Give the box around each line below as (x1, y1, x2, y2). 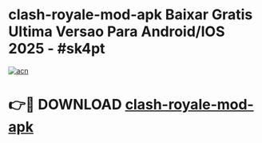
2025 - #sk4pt (8, 40, 105, 58)
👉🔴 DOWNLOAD (8, 96, 122, 113)
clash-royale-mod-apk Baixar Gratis (8, 6, 253, 24)
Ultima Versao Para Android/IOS (8, 22, 225, 41)
